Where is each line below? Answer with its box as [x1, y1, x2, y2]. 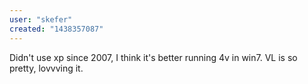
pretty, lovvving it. [9, 62, 84, 74]
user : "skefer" [9, 14, 73, 25]
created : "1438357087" [9, 24, 104, 34]
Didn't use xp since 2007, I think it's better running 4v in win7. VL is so [9, 51, 298, 63]
